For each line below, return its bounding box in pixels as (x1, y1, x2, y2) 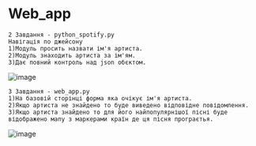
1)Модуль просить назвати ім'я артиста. (8, 44, 144, 52)
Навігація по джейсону (8, 37, 83, 46)
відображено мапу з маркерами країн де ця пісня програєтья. (8, 115, 214, 123)
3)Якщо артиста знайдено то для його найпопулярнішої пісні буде (8, 108, 228, 116)
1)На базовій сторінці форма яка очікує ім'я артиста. (8, 94, 193, 103)
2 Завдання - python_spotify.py (8, 31, 115, 39)
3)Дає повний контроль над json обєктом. (8, 58, 147, 66)
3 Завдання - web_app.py (8, 88, 90, 95)
